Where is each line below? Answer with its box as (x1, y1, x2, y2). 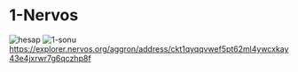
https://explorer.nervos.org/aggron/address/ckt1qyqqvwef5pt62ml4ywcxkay (9, 43, 289, 54)
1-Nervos (9, 5, 79, 25)
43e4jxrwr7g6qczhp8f (9, 53, 91, 63)
